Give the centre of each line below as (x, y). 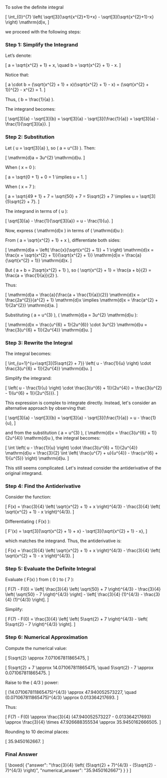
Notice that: (17, 75)
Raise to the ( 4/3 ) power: (32, 682)
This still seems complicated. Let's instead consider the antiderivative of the (83, 467)
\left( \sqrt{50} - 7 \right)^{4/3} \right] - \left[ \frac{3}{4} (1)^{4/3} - (74, 595)
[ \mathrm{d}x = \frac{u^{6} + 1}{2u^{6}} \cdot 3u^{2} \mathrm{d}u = (76, 324)
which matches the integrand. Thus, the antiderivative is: (64, 541)
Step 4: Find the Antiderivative (43, 486)
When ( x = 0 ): (21, 167)
